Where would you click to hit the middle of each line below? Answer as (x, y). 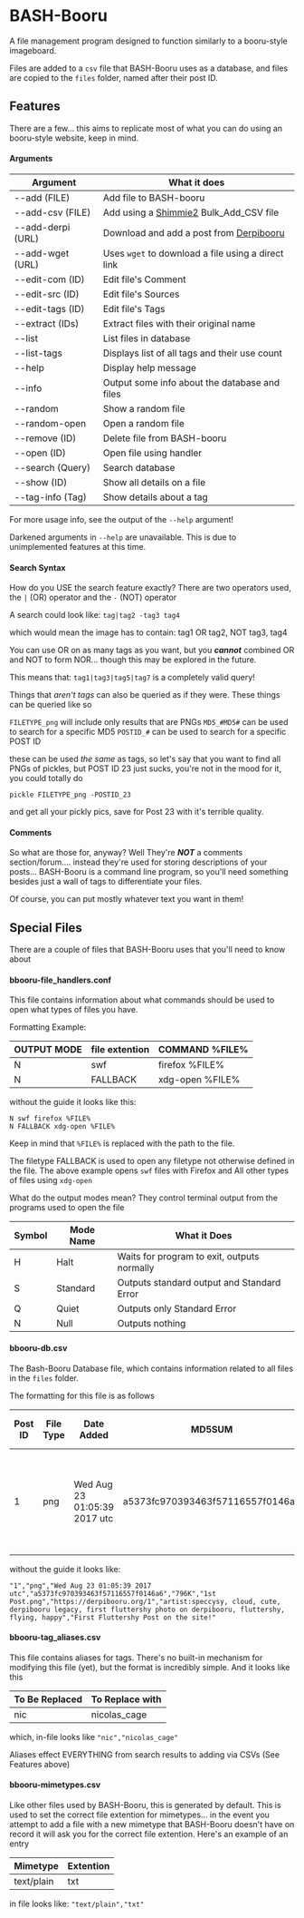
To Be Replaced (48, 1699)
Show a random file (144, 408)
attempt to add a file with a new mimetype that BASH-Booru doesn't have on (152, 1824)
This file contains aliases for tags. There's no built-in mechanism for (136, 1658)
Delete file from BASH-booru (165, 438)
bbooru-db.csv (38, 1347)
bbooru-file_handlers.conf (60, 980)
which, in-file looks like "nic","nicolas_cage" (94, 1737)
